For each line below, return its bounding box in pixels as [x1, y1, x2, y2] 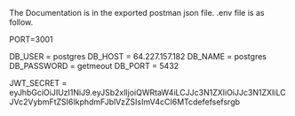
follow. [9, 17, 34, 27]
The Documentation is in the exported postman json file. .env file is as [9, 8, 265, 18]
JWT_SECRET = [9, 78, 68, 88]
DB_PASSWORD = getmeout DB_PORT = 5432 [9, 61, 179, 71]
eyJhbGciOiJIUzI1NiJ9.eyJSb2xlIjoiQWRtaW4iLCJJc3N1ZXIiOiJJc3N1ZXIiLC [9, 88, 286, 97]
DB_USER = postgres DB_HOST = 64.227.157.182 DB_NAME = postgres [9, 51, 267, 61]
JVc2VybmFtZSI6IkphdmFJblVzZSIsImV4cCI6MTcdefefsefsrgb [9, 97, 241, 107]
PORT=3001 [9, 35, 53, 44]
